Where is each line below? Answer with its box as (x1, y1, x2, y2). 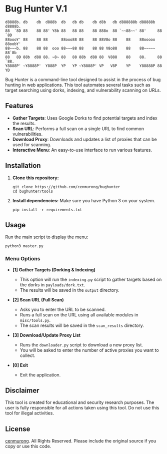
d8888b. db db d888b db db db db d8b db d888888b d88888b (5, 20, 155, 25)
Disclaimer (5, 386, 39, 395)
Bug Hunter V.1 (5, 3, 67, 15)
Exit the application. (19, 371, 61, 378)
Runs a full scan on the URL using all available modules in (19, 311, 138, 318)
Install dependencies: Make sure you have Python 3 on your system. (12, 197, 155, 203)
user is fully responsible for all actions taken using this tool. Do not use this (5, 405, 159, 411)
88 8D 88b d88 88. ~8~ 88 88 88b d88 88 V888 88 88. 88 (5, 55, 162, 60)
